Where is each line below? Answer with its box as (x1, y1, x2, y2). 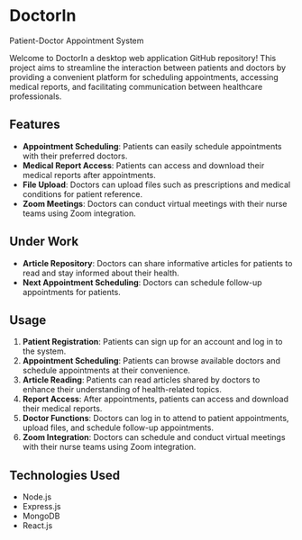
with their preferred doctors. (22, 150, 128, 161)
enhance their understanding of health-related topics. (22, 384, 223, 395)
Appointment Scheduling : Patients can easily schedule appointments (22, 140, 282, 151)
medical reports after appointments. (22, 169, 156, 180)
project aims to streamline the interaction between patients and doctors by (9, 62, 287, 73)
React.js (22, 520, 53, 531)
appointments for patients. (22, 286, 122, 297)
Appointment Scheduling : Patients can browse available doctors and (22, 355, 281, 366)
